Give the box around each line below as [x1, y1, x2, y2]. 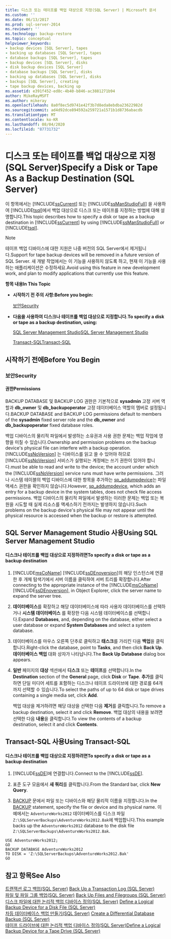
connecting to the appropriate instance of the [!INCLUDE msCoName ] [12, 582, 158, 588]
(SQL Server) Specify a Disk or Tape [5, 161, 158, 173]
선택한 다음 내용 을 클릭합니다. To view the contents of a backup [12, 716, 142, 722]
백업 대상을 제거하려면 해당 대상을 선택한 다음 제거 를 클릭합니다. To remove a [12, 703, 166, 709]
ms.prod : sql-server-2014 [5, 22, 60, 27]
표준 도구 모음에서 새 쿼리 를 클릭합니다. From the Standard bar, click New [12, 781, 161, 787]
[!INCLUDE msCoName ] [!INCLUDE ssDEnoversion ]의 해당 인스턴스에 [12, 569, 154, 576]
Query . [12, 787, 28, 793]
